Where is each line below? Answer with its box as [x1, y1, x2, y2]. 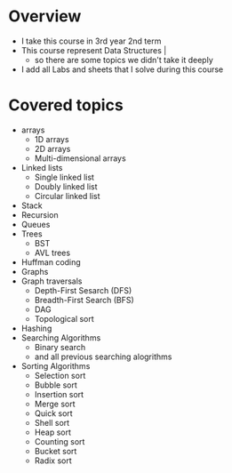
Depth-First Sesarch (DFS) [34, 285, 132, 295]
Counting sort [34, 436, 85, 446]
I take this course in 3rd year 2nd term [20, 36, 162, 46]
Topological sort [34, 313, 94, 324]
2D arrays [34, 143, 71, 154]
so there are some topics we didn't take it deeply [34, 54, 214, 65]
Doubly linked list [34, 180, 99, 192]
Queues [20, 219, 51, 229]
